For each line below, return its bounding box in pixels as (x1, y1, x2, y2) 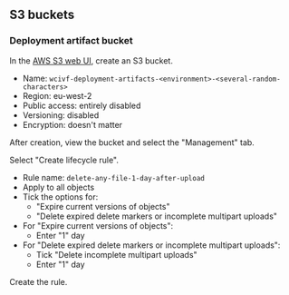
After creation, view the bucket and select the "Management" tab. (9, 136, 255, 148)
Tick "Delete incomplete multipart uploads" (35, 249, 197, 260)
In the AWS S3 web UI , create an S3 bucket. (9, 54, 174, 66)
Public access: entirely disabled (22, 100, 141, 111)
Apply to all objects (22, 182, 95, 192)
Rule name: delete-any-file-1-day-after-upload (22, 172, 206, 182)
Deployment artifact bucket (9, 34, 133, 47)
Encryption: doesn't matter (22, 119, 123, 130)
